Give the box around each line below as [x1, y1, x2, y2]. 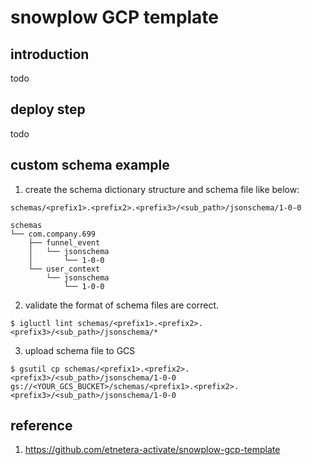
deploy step [10, 101, 86, 118]
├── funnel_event [28, 237, 101, 248]
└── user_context [28, 264, 101, 274]
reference [10, 417, 73, 435]
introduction [10, 46, 90, 63]
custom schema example [10, 157, 170, 174]
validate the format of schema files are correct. [24, 299, 220, 311]
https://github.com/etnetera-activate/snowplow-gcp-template [24, 444, 281, 456]
